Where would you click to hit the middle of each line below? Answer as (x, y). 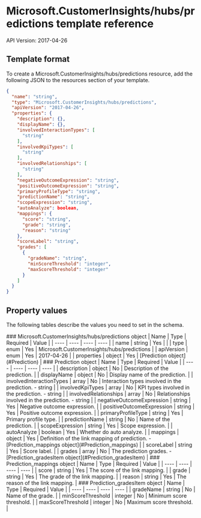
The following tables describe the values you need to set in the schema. (95, 324)
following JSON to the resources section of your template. (78, 80)
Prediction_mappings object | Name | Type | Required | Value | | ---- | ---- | (99, 463)
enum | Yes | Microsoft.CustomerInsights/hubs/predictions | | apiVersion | (97, 349)
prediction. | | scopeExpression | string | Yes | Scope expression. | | (89, 425)
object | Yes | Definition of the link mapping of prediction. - (79, 438)
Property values (37, 310)
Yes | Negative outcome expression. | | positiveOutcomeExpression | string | (100, 406)
